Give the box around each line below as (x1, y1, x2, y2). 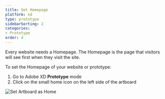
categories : (5, 26, 30, 31)
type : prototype (5, 16, 39, 21)
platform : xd (5, 12, 33, 17)
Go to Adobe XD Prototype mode (12, 73, 82, 79)
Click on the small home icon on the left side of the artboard (12, 78, 137, 85)
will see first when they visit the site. (5, 54, 80, 60)
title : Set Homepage (5, 7, 49, 12)
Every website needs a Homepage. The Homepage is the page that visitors (5, 48, 160, 55)
